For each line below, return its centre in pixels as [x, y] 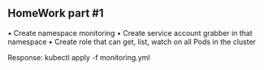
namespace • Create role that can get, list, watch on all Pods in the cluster [132, 42]
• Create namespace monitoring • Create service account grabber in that [130, 33]
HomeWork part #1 [56, 13]
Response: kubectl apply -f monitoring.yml [79, 57]
